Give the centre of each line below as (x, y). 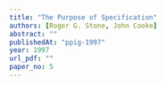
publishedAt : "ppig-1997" (57, 42)
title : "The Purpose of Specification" (83, 17)
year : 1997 (29, 50)
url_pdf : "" (31, 58)
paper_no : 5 (31, 67)
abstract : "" (33, 34)
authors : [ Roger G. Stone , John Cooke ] (83, 26)
